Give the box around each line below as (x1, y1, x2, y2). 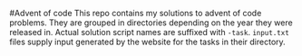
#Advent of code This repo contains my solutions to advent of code (9, 8, 262, 18)
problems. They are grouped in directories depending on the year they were (9, 17, 293, 28)
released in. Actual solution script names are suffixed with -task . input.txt (9, 27, 290, 37)
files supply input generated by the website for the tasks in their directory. (9, 36, 286, 47)
